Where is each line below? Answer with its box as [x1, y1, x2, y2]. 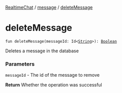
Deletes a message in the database [5, 48, 79, 54]
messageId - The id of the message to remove [5, 72, 100, 78]
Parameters [5, 60, 35, 68]
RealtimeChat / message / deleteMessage [5, 5, 93, 10]
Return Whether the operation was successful [5, 82, 103, 88]
